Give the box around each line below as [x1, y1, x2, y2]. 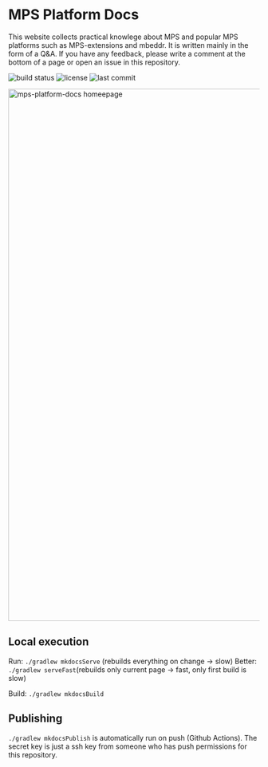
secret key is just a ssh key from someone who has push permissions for [8, 741, 247, 751]
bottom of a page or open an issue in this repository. [8, 57, 181, 67]
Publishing [8, 712, 63, 726]
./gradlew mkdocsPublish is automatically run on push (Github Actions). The [8, 733, 258, 742]
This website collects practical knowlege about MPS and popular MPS [8, 32, 238, 41]
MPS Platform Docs [8, 6, 140, 24]
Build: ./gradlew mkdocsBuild [8, 688, 104, 698]
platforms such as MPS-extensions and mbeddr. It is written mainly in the [8, 40, 249, 49]
